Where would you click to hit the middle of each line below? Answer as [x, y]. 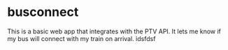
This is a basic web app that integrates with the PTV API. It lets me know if [114, 31]
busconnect [43, 12]
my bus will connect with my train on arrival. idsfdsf [81, 38]
